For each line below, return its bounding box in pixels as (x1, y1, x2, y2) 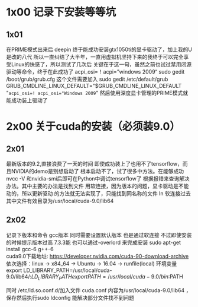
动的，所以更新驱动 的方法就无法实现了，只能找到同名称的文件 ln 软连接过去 (6, 190, 191, 197)
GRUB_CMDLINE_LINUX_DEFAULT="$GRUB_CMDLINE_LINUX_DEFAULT (6, 83, 182, 89)
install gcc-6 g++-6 (6, 245, 54, 252)
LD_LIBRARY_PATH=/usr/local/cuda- (23, 267, 112, 274)
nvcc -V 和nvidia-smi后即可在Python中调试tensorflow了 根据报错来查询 (6, 175, 180, 182)
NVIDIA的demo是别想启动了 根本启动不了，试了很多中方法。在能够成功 (11, 167, 184, 175)
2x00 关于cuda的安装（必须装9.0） (6, 120, 180, 134)
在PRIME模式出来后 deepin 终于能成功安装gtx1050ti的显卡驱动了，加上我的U (6, 46, 192, 53)
